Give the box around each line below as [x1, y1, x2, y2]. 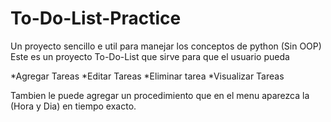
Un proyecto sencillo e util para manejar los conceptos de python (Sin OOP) [10, 40, 322, 52]
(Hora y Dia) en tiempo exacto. [10, 100, 137, 112]
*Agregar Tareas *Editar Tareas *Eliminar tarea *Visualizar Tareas [10, 70, 285, 82]
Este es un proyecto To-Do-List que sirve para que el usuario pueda [10, 50, 290, 62]
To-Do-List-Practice [10, 7, 182, 30]
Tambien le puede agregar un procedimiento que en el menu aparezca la [10, 89, 310, 101]
